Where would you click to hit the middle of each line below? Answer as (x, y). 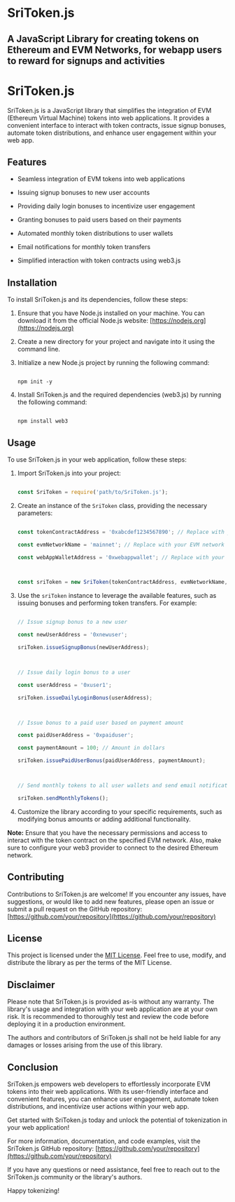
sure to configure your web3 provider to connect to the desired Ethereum (113, 848)
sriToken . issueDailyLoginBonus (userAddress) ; (85, 697)
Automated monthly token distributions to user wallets (95, 234)
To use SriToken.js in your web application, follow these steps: (97, 459)
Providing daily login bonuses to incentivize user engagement (106, 206)
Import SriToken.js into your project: (69, 473)
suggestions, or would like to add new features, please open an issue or (111, 901)
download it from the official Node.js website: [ (85, 321)
